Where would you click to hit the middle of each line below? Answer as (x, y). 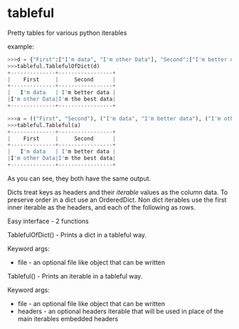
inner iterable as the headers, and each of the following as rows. (101, 207)
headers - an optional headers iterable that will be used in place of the (121, 311)
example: (21, 46)
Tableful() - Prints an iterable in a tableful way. (75, 276)
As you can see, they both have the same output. (79, 178)
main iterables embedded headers (68, 318)
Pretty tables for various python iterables (67, 33)
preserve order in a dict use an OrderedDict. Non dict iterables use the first (117, 200)
